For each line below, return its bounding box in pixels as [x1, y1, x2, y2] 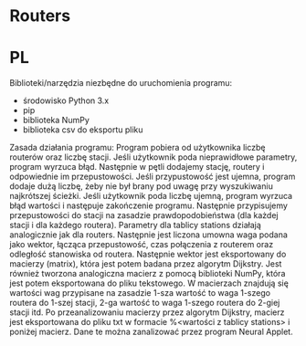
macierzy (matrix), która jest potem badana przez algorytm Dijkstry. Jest [9, 258, 282, 269]
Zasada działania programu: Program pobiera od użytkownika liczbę [9, 142, 266, 153]
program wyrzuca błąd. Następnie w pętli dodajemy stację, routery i [9, 162, 265, 173]
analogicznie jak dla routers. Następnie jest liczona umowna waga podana [9, 229, 288, 240]
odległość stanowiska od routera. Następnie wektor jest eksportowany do [9, 248, 287, 260]
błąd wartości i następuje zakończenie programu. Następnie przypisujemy [9, 200, 288, 211]
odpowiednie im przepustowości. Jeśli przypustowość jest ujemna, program [9, 171, 296, 183]
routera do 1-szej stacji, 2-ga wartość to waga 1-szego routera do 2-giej [9, 298, 280, 309]
